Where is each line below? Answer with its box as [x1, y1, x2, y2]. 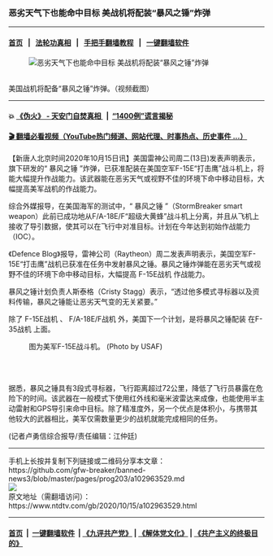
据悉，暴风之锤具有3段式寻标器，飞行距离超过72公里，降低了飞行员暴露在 [8, 383, 257, 393]
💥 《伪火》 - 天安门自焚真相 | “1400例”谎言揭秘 [8, 112, 173, 121]
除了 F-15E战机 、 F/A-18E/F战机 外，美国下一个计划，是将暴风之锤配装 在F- [8, 314, 263, 324]
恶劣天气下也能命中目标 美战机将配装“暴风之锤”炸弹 [8, 7, 211, 18]
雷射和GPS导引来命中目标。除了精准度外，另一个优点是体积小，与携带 [15, 404, 251, 414]
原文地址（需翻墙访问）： [8, 492, 91, 501]
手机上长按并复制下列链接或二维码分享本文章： [8, 456, 165, 466]
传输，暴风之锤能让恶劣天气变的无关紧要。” [15, 297, 158, 307]
